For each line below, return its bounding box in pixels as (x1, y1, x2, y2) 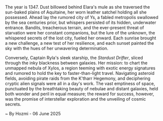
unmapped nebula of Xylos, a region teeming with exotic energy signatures (5, 65, 156, 71)
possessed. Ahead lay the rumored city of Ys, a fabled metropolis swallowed (5, 15, 159, 20)
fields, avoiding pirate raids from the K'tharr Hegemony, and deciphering (5, 75, 151, 81)
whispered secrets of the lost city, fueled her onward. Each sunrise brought (5, 35, 157, 41)
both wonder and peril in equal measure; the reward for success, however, (5, 91, 154, 97)
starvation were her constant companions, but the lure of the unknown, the (5, 30, 156, 35)
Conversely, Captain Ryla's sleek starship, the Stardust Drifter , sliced (5, 55, 144, 60)
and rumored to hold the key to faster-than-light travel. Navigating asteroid (5, 70, 155, 76)
